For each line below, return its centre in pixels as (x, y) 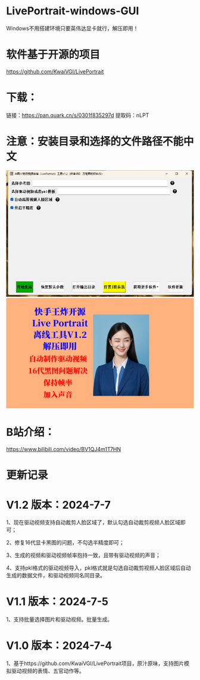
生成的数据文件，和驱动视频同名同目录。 (56, 576)
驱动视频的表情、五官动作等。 (48, 671)
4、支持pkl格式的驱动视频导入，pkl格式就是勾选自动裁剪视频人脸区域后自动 (99, 568)
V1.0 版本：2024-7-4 (59, 646)
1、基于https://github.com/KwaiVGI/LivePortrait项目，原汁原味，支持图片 (95, 663)
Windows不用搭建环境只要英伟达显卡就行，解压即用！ (72, 28)
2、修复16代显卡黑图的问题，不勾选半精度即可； (65, 543)
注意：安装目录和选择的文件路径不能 (95, 141)
